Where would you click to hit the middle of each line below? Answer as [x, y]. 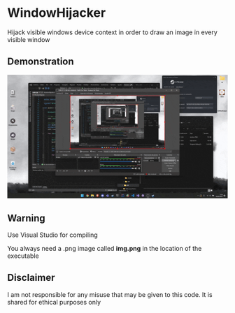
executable [23, 256]
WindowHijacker [57, 13]
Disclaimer [31, 278]
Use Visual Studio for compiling [52, 235]
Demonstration [41, 62]
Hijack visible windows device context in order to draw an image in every [113, 32]
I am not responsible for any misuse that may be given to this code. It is [110, 294]
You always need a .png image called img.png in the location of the [105, 248]
